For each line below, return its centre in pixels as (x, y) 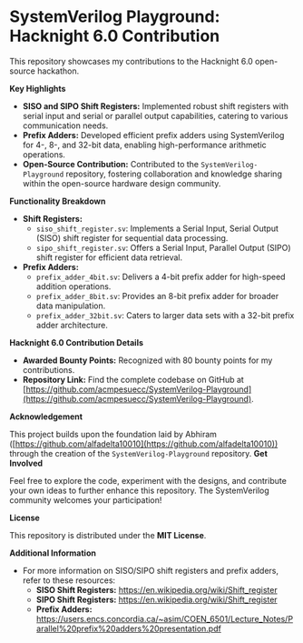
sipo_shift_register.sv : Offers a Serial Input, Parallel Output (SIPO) (164, 247)
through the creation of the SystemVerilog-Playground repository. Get (138, 453)
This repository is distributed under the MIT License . (108, 535)
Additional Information (53, 553)
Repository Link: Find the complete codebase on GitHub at (133, 379)
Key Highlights (38, 88)
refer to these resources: (69, 580)
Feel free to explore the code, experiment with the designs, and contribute (148, 480)
